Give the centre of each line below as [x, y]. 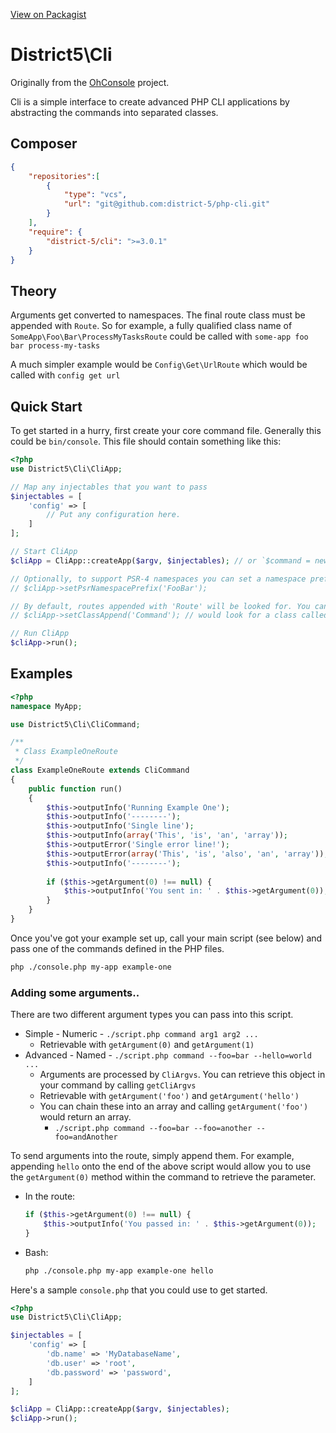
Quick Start [46, 406]
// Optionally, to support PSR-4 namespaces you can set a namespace [158, 579]
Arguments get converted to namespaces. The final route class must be [158, 315]
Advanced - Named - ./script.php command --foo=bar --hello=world [168, 1055]
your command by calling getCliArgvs [118, 1085]
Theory [34, 290]
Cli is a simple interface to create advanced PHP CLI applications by [150, 101]
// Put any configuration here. [114, 515]
